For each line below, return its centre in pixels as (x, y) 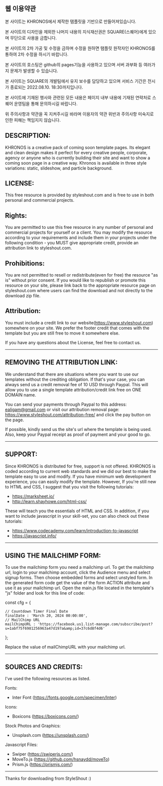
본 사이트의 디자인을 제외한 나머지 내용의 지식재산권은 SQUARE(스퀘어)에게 (76, 32)
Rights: (16, 215)
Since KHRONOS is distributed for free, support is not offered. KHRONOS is (81, 466)
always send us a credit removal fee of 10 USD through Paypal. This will (77, 384)
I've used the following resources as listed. (48, 679)
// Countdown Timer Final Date (37, 612)
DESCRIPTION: (28, 136)
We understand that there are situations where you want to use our (72, 374)
